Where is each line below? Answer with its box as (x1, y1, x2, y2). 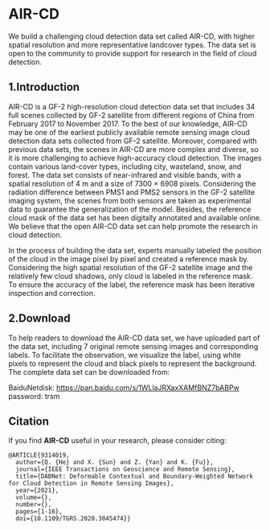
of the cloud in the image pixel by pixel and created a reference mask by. (8, 254, 249, 264)
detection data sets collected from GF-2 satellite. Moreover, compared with (8, 136, 257, 146)
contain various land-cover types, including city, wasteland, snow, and (8, 162, 242, 171)
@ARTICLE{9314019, (8, 451, 70, 459)
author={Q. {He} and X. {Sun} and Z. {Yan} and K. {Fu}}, (15, 458, 215, 466)
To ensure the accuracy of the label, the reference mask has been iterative (8, 279, 256, 290)
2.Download (8, 311, 71, 326)
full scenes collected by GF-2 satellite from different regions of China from (8, 110, 255, 120)
